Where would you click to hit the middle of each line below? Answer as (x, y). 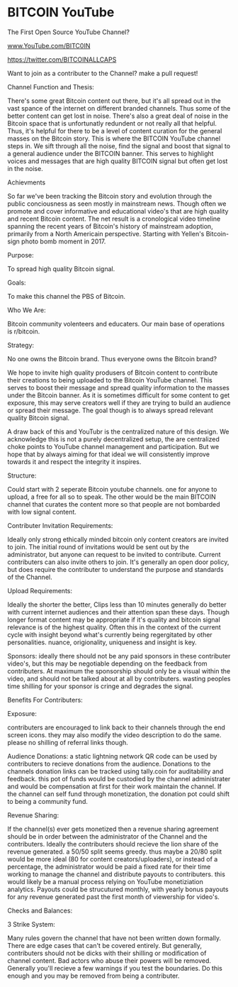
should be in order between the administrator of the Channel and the (107, 836)
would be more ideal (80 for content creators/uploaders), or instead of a (113, 859)
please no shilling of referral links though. (68, 742)
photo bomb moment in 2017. (63, 241)
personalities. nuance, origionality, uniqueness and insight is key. (102, 642)
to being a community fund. (48, 801)
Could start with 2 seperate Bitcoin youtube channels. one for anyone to (112, 489)
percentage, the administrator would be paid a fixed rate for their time (109, 866)
